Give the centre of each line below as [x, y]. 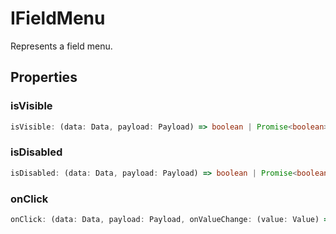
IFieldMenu [58, 18]
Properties [44, 77]
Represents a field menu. [61, 46]
